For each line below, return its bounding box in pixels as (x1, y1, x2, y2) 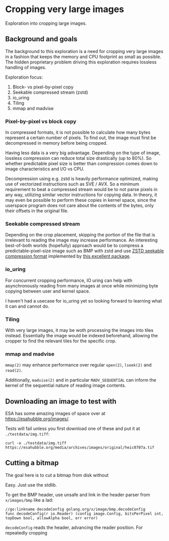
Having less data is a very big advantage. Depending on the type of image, (5, 150, 160, 156)
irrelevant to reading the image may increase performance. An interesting (5, 237, 158, 243)
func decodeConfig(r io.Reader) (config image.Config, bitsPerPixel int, (5, 511, 164, 516)
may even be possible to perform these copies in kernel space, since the (5, 197, 156, 203)
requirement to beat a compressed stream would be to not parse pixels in (5, 187, 158, 193)
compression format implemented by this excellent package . (5, 253, 131, 259)
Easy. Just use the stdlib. (5, 482, 57, 488)
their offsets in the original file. (5, 208, 69, 214)
